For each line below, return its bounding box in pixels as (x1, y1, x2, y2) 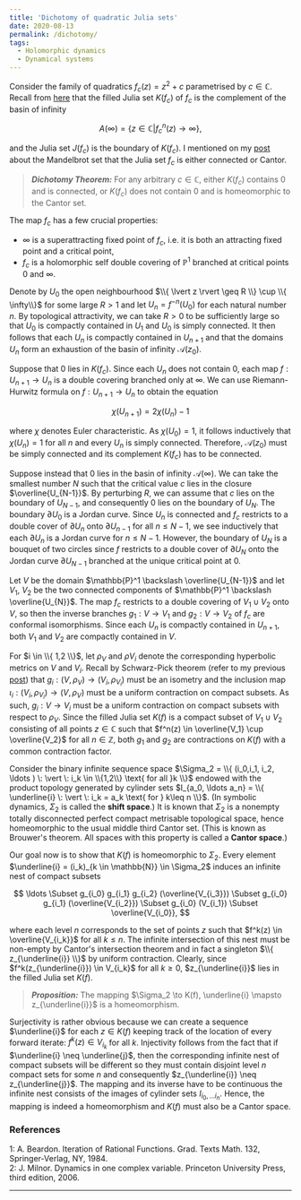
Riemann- (252, 375, 289, 385)
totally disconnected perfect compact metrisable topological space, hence (9, 813, 284, 824)
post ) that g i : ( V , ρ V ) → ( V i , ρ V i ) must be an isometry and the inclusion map (9, 674, 287, 688)
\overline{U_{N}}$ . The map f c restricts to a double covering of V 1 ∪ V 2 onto (9, 596, 289, 609)
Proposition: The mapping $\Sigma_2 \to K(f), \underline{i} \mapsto (30, 989, 282, 1000)
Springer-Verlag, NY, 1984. (9, 1153, 108, 1163)
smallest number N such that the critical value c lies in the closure (9, 479, 253, 489)
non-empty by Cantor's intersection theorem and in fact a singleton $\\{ (9, 943, 274, 954)
